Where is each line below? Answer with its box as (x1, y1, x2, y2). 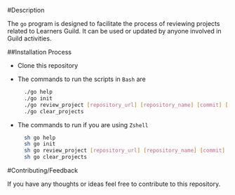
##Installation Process (7, 48, 72, 56)
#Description (7, 6, 45, 14)
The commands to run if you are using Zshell (17, 120, 149, 129)
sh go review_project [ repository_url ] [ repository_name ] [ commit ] (24, 147, 226, 154)
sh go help (24, 134, 56, 141)
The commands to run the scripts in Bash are (17, 75, 146, 83)
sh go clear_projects (24, 154, 88, 161)
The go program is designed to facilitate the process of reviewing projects (7, 20, 220, 27)
